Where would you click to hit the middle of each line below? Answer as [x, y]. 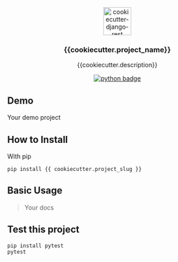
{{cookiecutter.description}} [117, 65]
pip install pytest [36, 246]
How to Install [38, 139]
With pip [19, 156]
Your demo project [34, 118]
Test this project [43, 229]
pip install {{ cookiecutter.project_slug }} [74, 169]
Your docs [39, 207]
